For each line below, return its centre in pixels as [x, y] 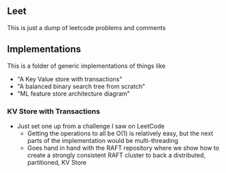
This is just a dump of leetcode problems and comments [87, 27]
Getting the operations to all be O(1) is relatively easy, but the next [120, 133]
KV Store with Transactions [54, 111]
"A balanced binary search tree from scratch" [81, 86]
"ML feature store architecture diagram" [73, 93]
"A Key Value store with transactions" [70, 79]
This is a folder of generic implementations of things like [86, 66]
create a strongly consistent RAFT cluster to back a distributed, [116, 155]
